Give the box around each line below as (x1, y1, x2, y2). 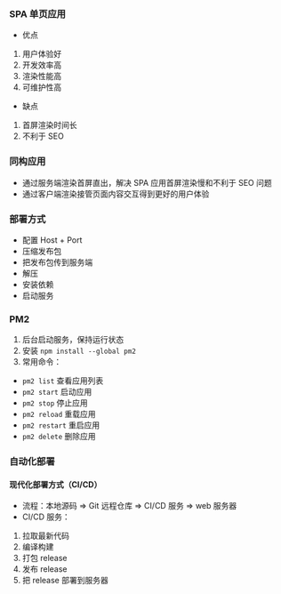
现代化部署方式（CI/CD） (9, 478, 102, 490)
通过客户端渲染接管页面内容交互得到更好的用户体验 (21, 189, 210, 199)
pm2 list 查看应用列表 (21, 375, 104, 386)
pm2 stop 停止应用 (21, 397, 89, 408)
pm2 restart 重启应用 (21, 420, 100, 430)
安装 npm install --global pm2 (21, 345, 136, 357)
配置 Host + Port (21, 234, 83, 245)
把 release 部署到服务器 (21, 575, 108, 586)
